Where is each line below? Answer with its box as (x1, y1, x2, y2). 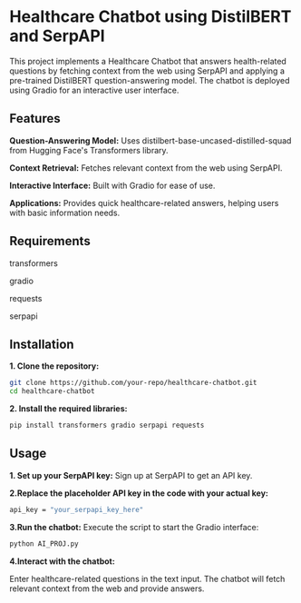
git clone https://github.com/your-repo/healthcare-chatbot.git (9, 379, 257, 388)
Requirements (9, 233, 91, 249)
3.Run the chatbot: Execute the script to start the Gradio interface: (9, 521, 259, 532)
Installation (9, 336, 74, 351)
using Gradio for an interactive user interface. (9, 84, 180, 95)
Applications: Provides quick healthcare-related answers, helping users (9, 197, 279, 208)
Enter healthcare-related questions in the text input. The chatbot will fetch (9, 573, 286, 584)
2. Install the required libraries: (9, 403, 128, 414)
